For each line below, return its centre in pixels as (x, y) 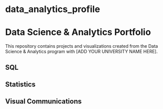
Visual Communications (43, 101)
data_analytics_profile (53, 9)
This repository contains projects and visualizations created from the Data (81, 46)
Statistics (21, 84)
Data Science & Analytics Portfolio (78, 32)
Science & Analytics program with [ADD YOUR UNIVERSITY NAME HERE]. (81, 52)
